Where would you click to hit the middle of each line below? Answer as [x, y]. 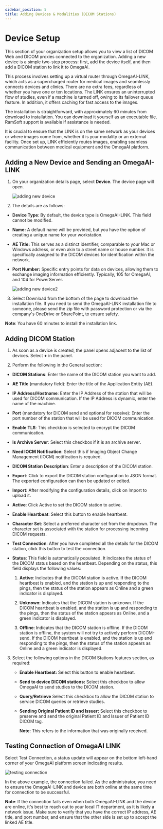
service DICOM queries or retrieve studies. [62, 702]
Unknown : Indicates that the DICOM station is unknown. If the [81, 603]
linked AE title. [19, 822]
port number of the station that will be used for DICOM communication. [83, 418]
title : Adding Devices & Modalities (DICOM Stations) [61, 14]
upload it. [21, 496]
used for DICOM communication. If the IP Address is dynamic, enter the [84, 398]
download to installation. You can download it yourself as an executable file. [81, 117]
